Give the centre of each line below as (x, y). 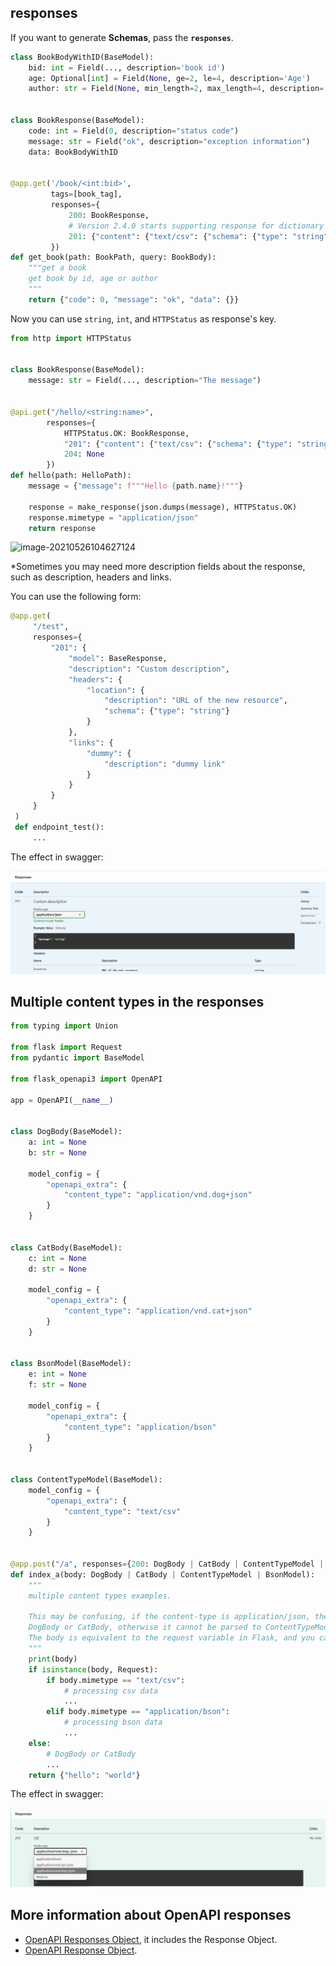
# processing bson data (113, 1722)
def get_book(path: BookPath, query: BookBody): (113, 257)
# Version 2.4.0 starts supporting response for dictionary (196, 226)
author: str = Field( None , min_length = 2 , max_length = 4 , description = (176, 89)
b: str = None (57, 1152)
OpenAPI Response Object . (81, 1950)
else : (40, 1743)
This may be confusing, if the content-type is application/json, (169, 1617)
